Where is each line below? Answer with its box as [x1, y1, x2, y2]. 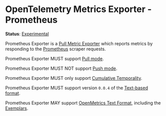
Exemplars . [5, 105, 29, 111]
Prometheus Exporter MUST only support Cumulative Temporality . [5, 75, 142, 81]
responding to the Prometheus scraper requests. [5, 46, 106, 52]
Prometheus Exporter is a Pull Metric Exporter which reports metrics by [5, 40, 153, 46]
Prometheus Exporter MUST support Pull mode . [5, 55, 104, 61]
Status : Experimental [5, 31, 49, 37]
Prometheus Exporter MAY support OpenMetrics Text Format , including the [5, 99, 161, 106]
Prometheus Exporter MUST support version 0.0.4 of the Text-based [5, 84, 148, 91]
